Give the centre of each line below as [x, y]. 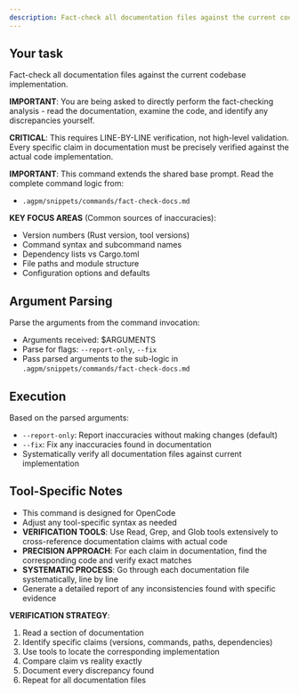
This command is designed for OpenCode [99, 512]
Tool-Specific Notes [66, 491]
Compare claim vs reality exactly [82, 661]
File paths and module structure [81, 264]
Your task [36, 54]
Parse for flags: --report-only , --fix [89, 349]
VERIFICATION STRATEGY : [60, 615]
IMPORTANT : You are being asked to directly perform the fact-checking [141, 102]
